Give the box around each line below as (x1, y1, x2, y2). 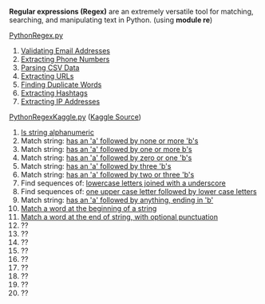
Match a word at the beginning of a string (20, 204, 157, 213)
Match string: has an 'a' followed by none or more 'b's (20, 136, 199, 146)
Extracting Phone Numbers (20, 55, 110, 64)
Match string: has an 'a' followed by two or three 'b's (20, 170, 195, 179)
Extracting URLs (20, 72, 74, 80)
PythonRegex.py (9, 31, 63, 40)
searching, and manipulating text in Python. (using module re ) (9, 15, 213, 25)
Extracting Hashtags (20, 88, 89, 98)
